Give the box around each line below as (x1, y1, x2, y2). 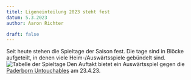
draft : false (6, 31, 40, 37)
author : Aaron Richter (6, 20, 64, 26)
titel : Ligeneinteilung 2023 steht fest (6, 8, 111, 15)
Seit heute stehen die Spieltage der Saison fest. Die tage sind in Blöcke (6, 48, 184, 55)
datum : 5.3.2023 (6, 15, 47, 21)
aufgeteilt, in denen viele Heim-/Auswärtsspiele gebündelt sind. (6, 54, 166, 61)
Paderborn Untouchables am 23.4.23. (6, 67, 101, 75)
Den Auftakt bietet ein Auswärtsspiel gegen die (66, 61, 185, 68)
